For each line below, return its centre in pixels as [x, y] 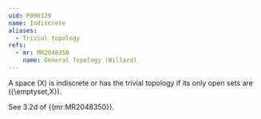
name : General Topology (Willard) [80, 61]
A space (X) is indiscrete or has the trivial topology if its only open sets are [130, 83]
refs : [17, 46]
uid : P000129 [30, 16]
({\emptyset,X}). [35, 91]
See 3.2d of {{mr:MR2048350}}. [61, 107]
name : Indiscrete [37, 23]
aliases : [23, 30]
